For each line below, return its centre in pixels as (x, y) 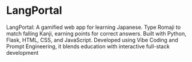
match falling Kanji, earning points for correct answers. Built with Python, (97, 33)
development (22, 52)
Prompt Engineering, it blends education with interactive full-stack (88, 46)
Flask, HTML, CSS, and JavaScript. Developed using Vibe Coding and (92, 40)
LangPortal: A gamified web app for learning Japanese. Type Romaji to (94, 27)
